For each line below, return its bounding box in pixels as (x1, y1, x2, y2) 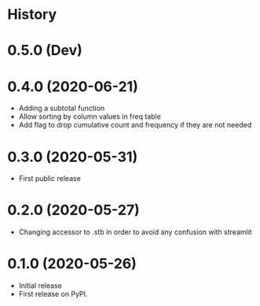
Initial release (18, 281, 62, 290)
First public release (18, 174, 82, 183)
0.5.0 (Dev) (7, 42, 83, 60)
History (7, 6, 57, 24)
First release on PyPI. (18, 289, 88, 299)
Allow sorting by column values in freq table (18, 112, 162, 121)
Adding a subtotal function (18, 104, 105, 113)
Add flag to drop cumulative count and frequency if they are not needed (18, 120, 252, 130)
